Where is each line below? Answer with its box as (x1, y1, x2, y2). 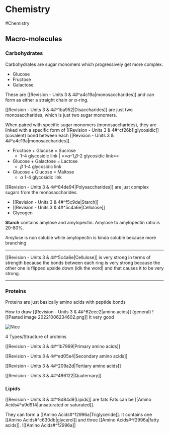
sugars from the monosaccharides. (5, 189, 78, 195)
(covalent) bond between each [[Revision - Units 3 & (5, 132, 114, 138)
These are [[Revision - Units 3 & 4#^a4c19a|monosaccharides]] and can (5, 92, 154, 98)
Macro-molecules (5, 35, 62, 43)
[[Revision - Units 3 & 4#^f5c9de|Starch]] (12, 199, 99, 205)
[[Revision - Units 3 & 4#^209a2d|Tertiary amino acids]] (5, 363, 121, 369)
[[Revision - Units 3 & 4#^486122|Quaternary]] (5, 372, 102, 378)
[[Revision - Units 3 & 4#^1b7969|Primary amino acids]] (5, 343, 121, 349)
